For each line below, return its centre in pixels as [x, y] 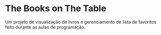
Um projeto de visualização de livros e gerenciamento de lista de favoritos [81, 22]
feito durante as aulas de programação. [45, 27]
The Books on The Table [56, 9]
